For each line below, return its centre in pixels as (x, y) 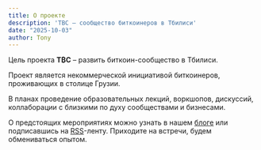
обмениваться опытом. (48, 140)
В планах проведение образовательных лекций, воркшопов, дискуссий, (131, 99)
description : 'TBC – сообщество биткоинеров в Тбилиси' (102, 23)
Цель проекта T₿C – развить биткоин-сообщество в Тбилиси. (113, 60)
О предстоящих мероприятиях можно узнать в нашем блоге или (118, 122)
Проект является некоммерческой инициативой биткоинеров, (114, 75)
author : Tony (30, 37)
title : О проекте (37, 15)
